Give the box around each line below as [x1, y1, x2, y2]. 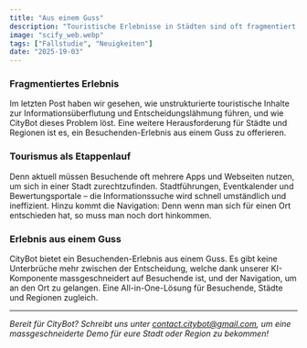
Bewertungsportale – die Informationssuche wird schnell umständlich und [9, 190, 286, 201]
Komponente [9, 273, 58, 284]
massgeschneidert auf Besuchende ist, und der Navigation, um [58, 273, 297, 284]
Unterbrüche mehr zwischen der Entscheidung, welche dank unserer [9, 263, 270, 274]
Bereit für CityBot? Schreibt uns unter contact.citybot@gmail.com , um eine [9, 319, 291, 330]
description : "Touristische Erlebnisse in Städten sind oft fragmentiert [9, 22, 297, 31]
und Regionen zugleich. [9, 292, 99, 303]
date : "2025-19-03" [9, 47, 84, 57]
